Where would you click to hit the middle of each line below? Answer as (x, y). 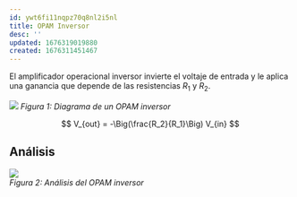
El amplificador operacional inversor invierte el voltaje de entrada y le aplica (149, 76)
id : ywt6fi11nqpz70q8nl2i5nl (64, 17)
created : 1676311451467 (54, 51)
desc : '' (25, 34)
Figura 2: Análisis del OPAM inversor (77, 182)
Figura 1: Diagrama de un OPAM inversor (96, 106)
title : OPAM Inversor (50, 26)
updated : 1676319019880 (54, 43)
